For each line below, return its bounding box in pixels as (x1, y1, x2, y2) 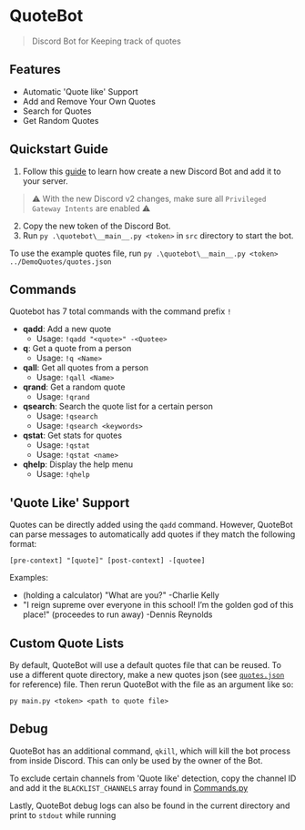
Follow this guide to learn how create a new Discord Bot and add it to (22, 166, 281, 177)
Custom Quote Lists (9, 635, 125, 651)
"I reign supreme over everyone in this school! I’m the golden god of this (22, 600, 294, 611)
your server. (22, 175, 68, 187)
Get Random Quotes (22, 115, 99, 126)
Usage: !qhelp (36, 469, 90, 480)
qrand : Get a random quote (22, 381, 126, 392)
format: (9, 539, 37, 550)
